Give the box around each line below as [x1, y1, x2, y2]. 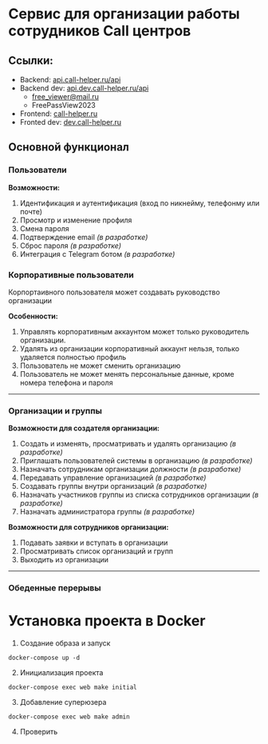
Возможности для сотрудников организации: [8, 522, 169, 532]
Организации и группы [8, 405, 102, 416]
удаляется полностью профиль [19, 352, 127, 362]
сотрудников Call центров [8, 22, 191, 40]
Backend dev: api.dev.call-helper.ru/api [19, 83, 149, 93]
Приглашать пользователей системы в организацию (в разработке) [19, 456, 253, 466]
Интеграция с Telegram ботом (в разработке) [19, 249, 175, 258]
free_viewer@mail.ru [31, 92, 100, 101]
